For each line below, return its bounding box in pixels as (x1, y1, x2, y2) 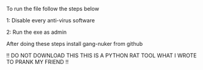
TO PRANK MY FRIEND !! (6, 59, 69, 65)
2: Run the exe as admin (6, 28, 67, 36)
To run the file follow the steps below (6, 5, 99, 12)
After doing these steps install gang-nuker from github (6, 40, 143, 47)
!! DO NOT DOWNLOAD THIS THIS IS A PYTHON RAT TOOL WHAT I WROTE (6, 52, 197, 59)
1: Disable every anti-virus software (6, 17, 95, 24)
